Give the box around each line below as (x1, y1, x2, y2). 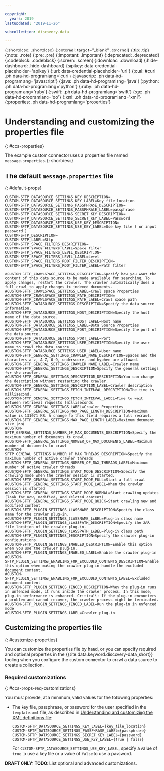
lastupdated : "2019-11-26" (5, 21, 60, 25)
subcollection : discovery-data (5, 29, 69, 34)
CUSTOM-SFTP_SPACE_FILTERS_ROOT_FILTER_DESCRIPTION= (5, 259, 115, 264)
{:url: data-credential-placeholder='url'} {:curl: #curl (50, 68, 156, 74)
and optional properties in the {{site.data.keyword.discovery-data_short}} (5, 651, 153, 657)
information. (5, 306, 32, 311)
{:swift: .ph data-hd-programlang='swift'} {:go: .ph (48, 89, 150, 95)
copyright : (5, 11, 27, 16)
